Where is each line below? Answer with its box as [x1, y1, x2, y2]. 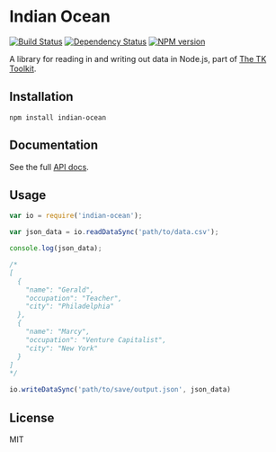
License [9, 410, 55, 425]
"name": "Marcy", [25, 327, 91, 336]
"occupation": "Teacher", [25, 294, 123, 303]
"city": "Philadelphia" [25, 302, 115, 312]
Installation [9, 89, 74, 104]
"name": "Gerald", [25, 285, 94, 294]
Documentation [9, 138, 99, 153]
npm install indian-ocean [9, 113, 106, 122]
